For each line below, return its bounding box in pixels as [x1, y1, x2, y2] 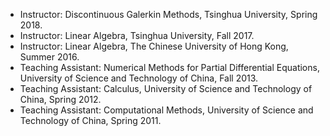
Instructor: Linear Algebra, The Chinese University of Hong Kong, [19, 40, 289, 52]
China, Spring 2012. [19, 94, 102, 105]
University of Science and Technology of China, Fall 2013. [19, 72, 259, 84]
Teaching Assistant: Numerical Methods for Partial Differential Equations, [19, 62, 320, 73]
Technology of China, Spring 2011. [19, 115, 162, 126]
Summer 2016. [19, 51, 80, 63]
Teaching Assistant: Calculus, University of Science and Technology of [19, 83, 313, 94]
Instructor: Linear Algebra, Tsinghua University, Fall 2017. [19, 30, 255, 41]
